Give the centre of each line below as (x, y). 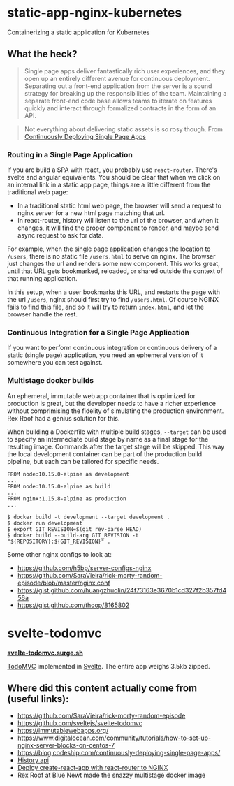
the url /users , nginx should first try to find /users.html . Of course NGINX (113, 300)
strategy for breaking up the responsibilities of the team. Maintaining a (125, 93)
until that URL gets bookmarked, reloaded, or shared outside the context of (115, 271)
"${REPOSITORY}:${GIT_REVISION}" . (59, 541)
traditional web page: (38, 192)
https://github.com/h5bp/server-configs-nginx (84, 568)
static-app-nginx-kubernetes (95, 13)
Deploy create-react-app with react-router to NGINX (93, 768)
